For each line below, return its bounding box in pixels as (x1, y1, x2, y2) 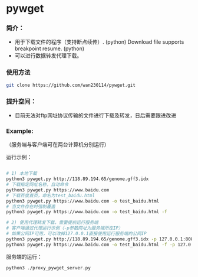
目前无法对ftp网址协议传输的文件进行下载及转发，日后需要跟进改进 (14, 112, 177, 119)
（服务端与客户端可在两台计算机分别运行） (6, 141, 110, 148)
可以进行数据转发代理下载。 (14, 52, 82, 59)
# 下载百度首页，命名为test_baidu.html (6, 193, 95, 198)
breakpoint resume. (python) (14, 45, 84, 52)
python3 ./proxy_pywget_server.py (6, 265, 91, 271)
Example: (6, 126, 34, 135)
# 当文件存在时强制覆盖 (6, 203, 56, 210)
